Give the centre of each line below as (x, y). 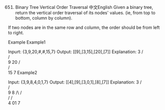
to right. (16, 33)
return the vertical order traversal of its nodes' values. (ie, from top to (85, 13)
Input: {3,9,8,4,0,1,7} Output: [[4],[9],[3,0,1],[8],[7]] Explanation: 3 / (75, 82)
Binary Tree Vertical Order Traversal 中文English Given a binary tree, (84, 7)
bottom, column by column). (44, 18)
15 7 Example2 (23, 72)
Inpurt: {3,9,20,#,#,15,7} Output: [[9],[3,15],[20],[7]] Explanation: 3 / (76, 52)
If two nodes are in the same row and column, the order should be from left (84, 27)
